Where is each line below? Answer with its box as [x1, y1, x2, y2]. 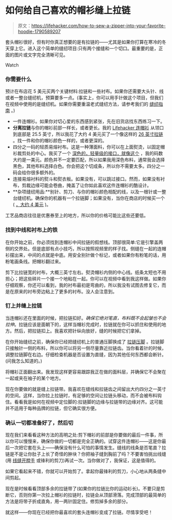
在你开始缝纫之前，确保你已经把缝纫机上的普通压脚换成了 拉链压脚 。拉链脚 [5, 338, 164, 344]
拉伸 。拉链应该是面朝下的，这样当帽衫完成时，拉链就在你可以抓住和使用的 [5, 321, 162, 328]
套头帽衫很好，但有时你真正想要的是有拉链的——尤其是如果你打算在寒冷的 [5, 39, 162, 45]
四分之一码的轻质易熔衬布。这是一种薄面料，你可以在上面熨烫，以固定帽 [12, 144, 165, 150]
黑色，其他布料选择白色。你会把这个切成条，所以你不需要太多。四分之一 [12, 163, 165, 169]
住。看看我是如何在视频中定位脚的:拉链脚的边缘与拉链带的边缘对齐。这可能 [5, 399, 163, 405]
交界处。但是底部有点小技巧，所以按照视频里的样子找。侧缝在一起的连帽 [14, 245, 166, 251]
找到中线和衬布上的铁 [5, 226, 58, 233]
